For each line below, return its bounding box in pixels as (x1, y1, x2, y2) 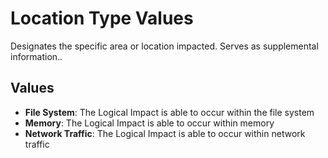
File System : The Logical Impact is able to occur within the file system (24, 106, 315, 118)
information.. (10, 50, 63, 62)
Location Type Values (10, 7, 194, 30)
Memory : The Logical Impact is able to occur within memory (24, 117, 275, 129)
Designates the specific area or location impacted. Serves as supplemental (10, 40, 319, 52)
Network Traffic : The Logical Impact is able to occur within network (24, 127, 306, 139)
